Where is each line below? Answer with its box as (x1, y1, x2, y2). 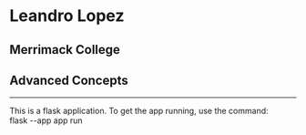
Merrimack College (9, 42, 121, 57)
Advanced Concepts (9, 72, 129, 88)
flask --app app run (9, 115, 84, 126)
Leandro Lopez (9, 5, 125, 26)
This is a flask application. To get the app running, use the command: (9, 106, 269, 117)
